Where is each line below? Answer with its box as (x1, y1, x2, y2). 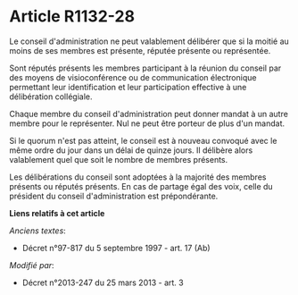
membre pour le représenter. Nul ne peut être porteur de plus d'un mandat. (9, 118, 286, 129)
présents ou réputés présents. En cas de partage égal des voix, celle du (9, 181, 274, 191)
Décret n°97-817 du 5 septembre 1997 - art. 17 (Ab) (21, 242, 211, 253)
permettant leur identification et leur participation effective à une (9, 81, 247, 92)
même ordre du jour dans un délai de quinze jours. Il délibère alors (9, 145, 253, 156)
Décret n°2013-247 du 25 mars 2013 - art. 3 (21, 277, 185, 288)
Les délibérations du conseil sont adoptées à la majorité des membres (9, 172, 267, 182)
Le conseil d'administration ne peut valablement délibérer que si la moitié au (9, 36, 290, 46)
